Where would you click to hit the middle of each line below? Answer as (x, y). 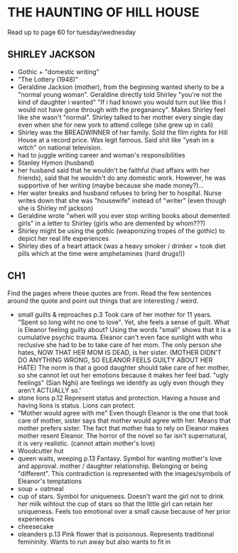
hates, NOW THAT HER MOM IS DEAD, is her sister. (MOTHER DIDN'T (119, 352)
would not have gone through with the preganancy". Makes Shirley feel (121, 109)
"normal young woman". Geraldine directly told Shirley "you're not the (120, 94)
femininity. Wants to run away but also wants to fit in (94, 542)
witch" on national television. (60, 148)
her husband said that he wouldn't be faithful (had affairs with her (114, 170)
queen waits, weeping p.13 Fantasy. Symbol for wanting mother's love (120, 458)
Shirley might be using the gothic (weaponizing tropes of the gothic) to (121, 231)
